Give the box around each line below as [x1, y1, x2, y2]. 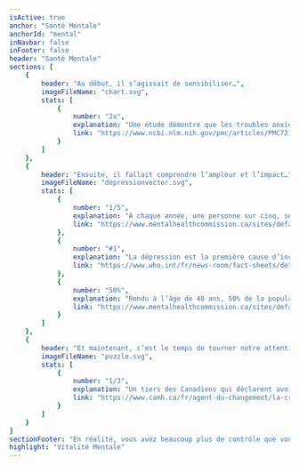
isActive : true [9, 12, 66, 22]
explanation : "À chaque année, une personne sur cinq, [72, 211, 280, 220]
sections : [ [9, 63, 53, 72]
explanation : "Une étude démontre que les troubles [72, 121, 269, 130]
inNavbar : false [9, 37, 69, 47]
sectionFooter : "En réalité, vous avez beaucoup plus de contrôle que [9, 435, 277, 444]
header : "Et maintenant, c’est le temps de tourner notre [41, 343, 261, 352]
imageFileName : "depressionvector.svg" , [41, 179, 193, 188]
